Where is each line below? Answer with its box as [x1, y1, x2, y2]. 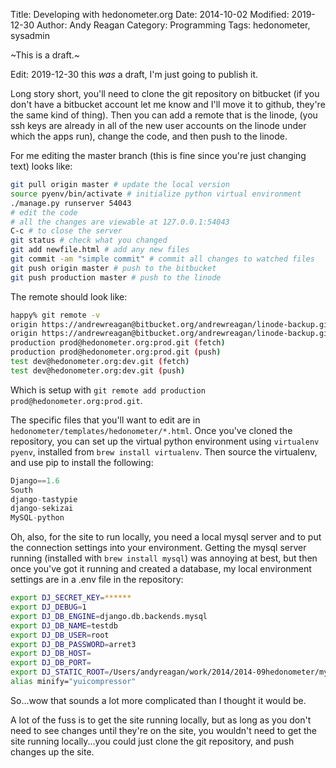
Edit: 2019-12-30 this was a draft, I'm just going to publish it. [10, 69, 258, 80]
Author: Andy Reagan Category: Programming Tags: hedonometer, [36, 19, 311, 31]
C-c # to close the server [10, 226, 123, 236]
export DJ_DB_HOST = [10, 649, 92, 659]
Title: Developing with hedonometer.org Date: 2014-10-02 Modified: [10, 9, 290, 20]
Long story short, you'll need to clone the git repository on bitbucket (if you [10, 88, 320, 99]
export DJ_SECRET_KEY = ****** [10, 593, 132, 603]
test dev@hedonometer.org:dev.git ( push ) [10, 365, 186, 376]
